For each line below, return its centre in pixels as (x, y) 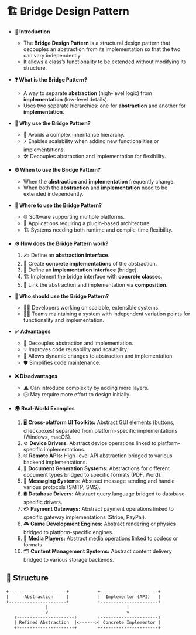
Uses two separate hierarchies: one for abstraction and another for (104, 106)
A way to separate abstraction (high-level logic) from (87, 93)
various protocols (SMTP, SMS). (62, 487)
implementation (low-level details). (66, 99)
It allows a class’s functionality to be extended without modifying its (105, 62)
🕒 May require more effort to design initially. (77, 394)
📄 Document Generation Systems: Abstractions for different (96, 468)
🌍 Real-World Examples (44, 408)
